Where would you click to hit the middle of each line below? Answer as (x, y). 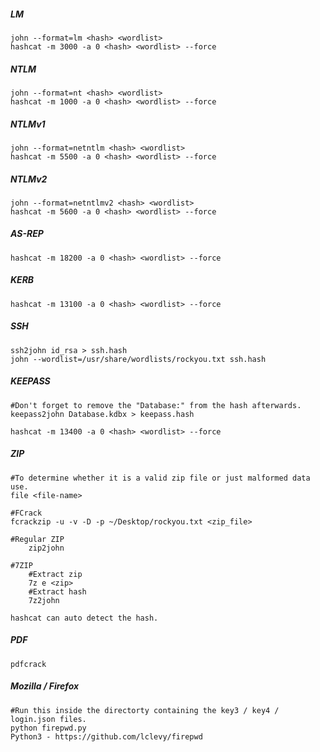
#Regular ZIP (37, 539)
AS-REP (27, 234)
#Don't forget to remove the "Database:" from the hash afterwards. (156, 405)
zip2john (46, 548)
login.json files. (48, 719)
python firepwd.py (48, 728)
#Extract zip (55, 574)
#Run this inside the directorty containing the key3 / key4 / (145, 710)
